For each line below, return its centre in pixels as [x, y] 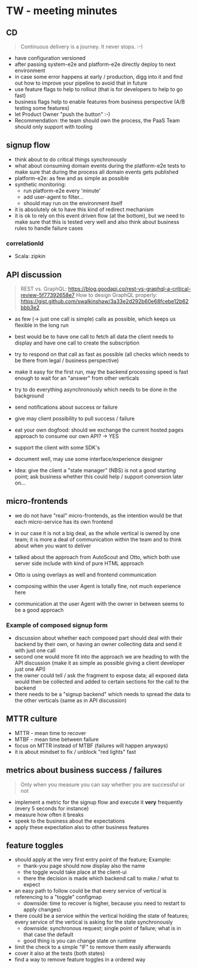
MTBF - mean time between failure [57, 739]
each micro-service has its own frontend [64, 522]
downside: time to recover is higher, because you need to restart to [104, 903]
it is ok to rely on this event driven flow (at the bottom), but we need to [99, 215]
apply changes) [42, 910]
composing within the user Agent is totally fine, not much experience [98, 586]
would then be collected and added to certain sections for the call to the [102, 682]
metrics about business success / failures [84, 771]
